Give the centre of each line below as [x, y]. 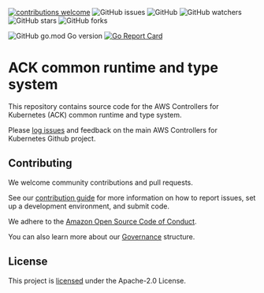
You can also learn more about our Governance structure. [102, 236]
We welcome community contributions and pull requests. [100, 182]
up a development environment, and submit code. [89, 206]
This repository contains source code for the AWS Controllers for [113, 106]
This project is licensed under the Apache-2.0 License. [97, 280]
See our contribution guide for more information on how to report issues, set [132, 197]
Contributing [40, 163]
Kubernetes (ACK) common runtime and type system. [95, 115]
